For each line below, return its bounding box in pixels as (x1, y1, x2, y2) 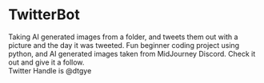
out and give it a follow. (8, 57, 85, 67)
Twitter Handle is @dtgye (8, 65, 92, 75)
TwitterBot (8, 6, 80, 24)
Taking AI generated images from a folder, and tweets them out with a (8, 32, 238, 41)
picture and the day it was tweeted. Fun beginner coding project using (8, 40, 240, 49)
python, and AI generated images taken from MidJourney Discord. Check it (8, 49, 256, 58)
